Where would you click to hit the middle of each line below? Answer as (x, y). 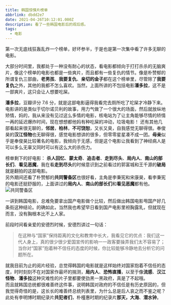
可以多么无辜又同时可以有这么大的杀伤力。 (50, 147)
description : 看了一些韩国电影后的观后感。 (47, 24)
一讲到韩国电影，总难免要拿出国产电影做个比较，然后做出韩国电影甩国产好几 (85, 201)
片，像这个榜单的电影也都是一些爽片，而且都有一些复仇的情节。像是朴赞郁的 (85, 73)
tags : (11, 29)
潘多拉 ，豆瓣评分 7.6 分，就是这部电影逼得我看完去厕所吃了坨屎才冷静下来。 (85, 102)
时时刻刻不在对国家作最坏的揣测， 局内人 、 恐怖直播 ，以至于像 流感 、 (85, 272)
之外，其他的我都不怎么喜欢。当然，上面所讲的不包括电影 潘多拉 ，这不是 (90, 85)
